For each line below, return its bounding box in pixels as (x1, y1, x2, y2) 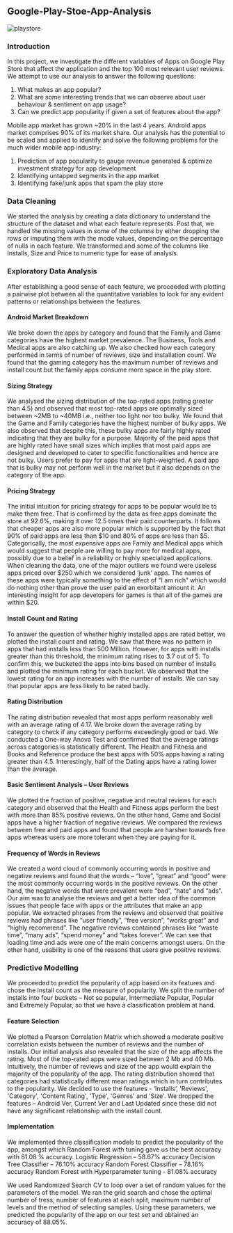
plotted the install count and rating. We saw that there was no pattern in (7, 637, 212, 646)
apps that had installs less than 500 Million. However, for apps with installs (7, 644, 220, 653)
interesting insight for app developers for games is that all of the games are (7, 591, 223, 599)
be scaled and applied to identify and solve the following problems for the (7, 136, 218, 145)
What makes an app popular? (17, 86, 102, 94)
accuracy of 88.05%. (7, 1218, 67, 1226)
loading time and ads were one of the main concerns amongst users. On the (7, 939, 225, 947)
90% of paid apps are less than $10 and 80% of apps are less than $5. (7, 532, 209, 540)
